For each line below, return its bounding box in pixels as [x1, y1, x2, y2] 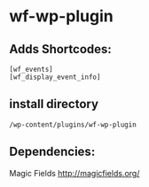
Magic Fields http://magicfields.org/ [9, 168, 140, 178]
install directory [9, 97, 99, 112]
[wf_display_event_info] [9, 73, 101, 82]
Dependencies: [9, 144, 96, 160]
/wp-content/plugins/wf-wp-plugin [9, 120, 137, 129]
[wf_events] [9, 65, 53, 74]
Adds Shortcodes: [9, 42, 113, 57]
